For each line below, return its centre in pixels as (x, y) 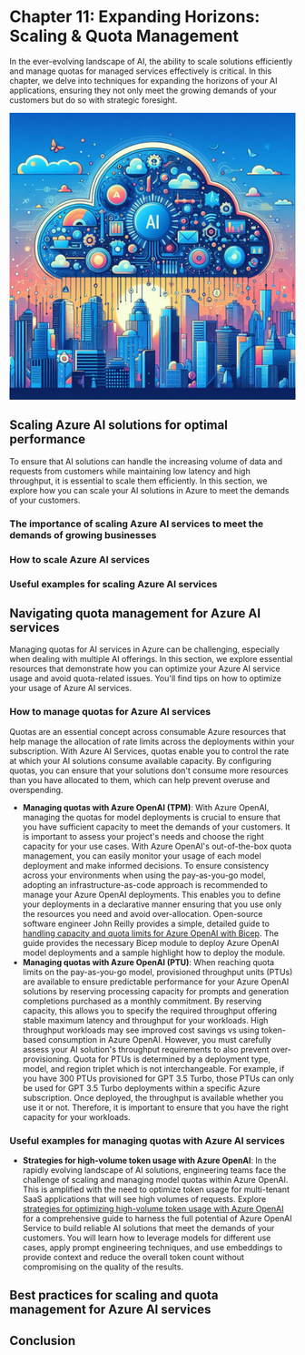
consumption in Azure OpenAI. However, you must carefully (160, 1039)
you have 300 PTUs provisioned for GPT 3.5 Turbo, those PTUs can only (158, 1078)
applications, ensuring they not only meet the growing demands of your (143, 90)
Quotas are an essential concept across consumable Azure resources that (148, 731)
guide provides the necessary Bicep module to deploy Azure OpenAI (151, 942)
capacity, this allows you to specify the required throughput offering (149, 1010)
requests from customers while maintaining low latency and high (130, 471)
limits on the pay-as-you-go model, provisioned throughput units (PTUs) (157, 972)
